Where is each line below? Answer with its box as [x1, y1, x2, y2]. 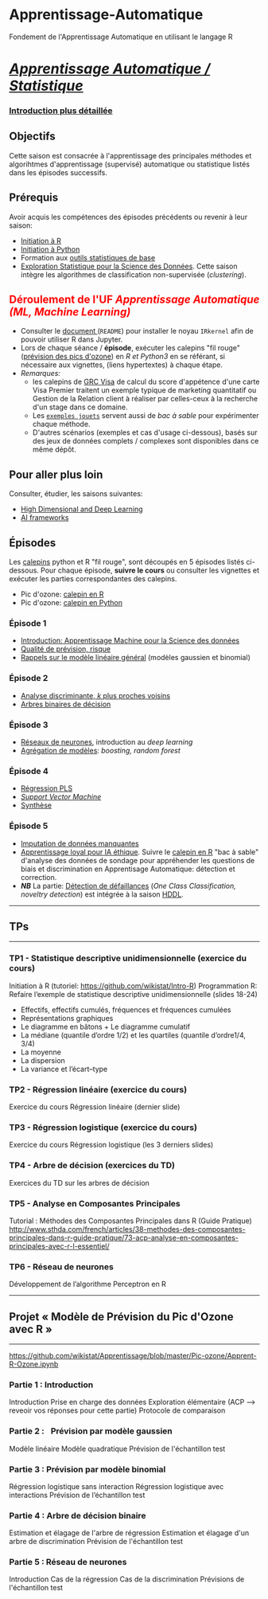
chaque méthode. [32, 420, 91, 429]
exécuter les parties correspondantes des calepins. [9, 574, 177, 584]
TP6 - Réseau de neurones [9, 1261, 114, 1272]
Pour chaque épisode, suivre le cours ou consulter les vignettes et [40, 565, 259, 575]
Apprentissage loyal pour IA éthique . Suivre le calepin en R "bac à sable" [20, 846, 259, 857]
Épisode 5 [9, 820, 49, 831]
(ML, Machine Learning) [9, 305, 131, 319]
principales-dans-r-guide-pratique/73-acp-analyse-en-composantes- [9, 1233, 239, 1242]
